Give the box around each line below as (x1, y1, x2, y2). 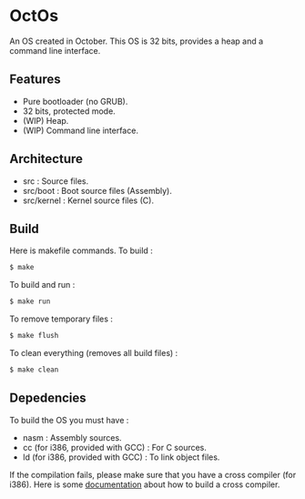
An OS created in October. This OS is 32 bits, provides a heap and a (9, 36, 264, 46)
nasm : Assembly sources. (22, 432, 122, 443)
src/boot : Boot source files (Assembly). (22, 185, 173, 196)
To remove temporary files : (9, 313, 114, 324)
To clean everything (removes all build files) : (9, 348, 178, 358)
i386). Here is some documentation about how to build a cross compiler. (9, 479, 280, 490)
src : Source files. (22, 175, 89, 187)
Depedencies (9, 391, 86, 406)
